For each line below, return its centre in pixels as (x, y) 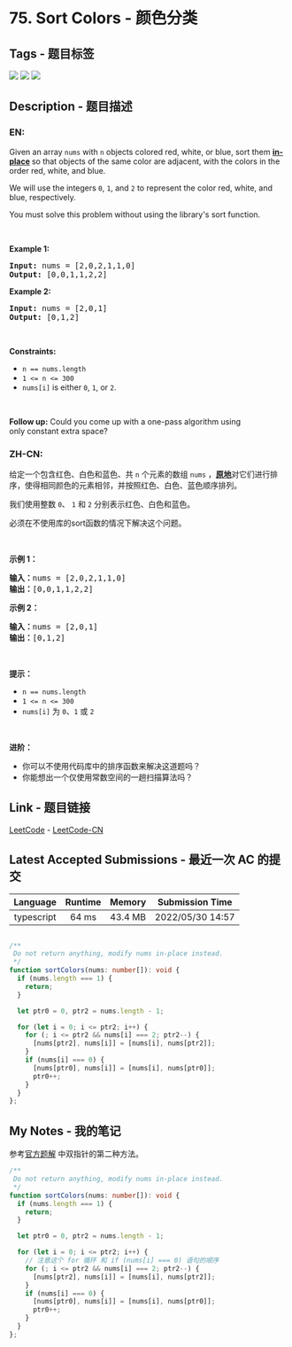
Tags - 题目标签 (52, 54)
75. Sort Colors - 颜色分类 (104, 18)
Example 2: (30, 291)
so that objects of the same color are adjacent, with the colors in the (156, 161)
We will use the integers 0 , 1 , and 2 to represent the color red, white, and (141, 188)
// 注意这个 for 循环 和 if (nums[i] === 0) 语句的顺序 (122, 1261)
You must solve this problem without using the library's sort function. (135, 214)
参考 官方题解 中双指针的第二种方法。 (76, 1154)
